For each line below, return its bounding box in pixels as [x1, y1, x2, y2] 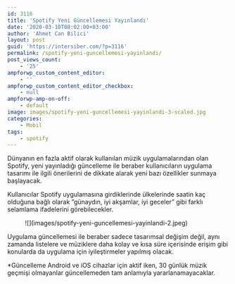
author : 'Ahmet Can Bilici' [7, 30, 90, 37]
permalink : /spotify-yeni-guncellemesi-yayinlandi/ [7, 50, 162, 57]
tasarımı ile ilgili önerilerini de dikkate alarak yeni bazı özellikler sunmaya [7, 169, 217, 178]
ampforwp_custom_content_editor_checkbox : [7, 82, 134, 89]
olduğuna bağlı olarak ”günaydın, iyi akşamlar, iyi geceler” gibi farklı [7, 198, 203, 206]
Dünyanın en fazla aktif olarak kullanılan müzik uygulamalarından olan [7, 154, 209, 163]
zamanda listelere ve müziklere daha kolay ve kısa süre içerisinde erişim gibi [7, 240, 229, 249]
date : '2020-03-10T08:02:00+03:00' [7, 23, 112, 30]
